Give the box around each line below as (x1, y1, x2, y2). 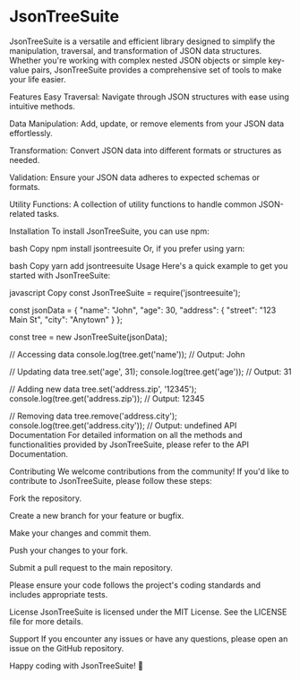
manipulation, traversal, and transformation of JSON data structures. (9, 45, 262, 56)
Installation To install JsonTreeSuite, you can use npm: (9, 226, 210, 237)
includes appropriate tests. (9, 589, 108, 599)
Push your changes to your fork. (9, 545, 128, 555)
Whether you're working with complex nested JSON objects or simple (9, 55, 267, 65)
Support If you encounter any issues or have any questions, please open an (9, 633, 288, 644)
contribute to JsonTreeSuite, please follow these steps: (9, 475, 212, 486)
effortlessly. (9, 127, 54, 138)
